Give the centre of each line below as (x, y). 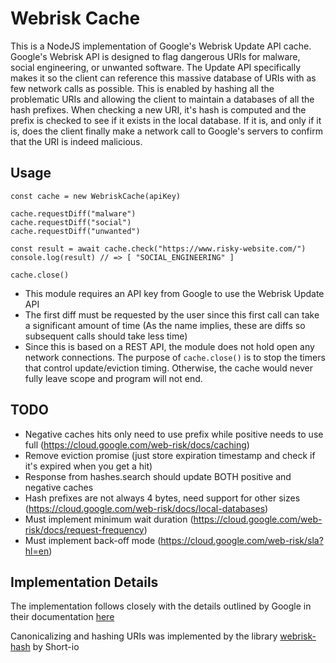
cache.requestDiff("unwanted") (75, 231)
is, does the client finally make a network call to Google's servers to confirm (166, 131)
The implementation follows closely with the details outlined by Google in (161, 606)
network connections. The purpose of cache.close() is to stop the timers (175, 357)
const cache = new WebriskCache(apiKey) (96, 196)
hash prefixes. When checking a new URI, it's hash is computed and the (158, 109)
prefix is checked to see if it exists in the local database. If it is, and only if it (166, 120)
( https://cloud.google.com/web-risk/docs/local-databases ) (146, 508)
